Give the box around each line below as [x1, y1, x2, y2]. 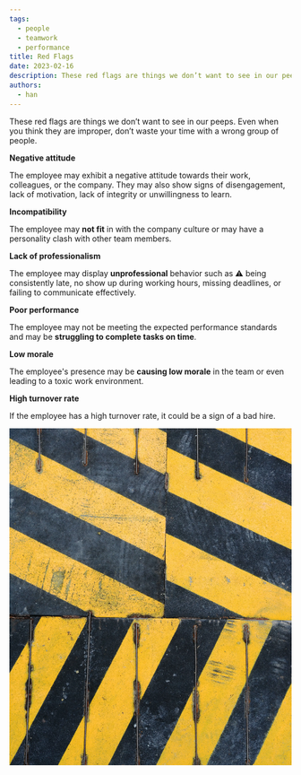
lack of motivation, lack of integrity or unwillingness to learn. [9, 188, 233, 199]
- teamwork [17, 33, 58, 42]
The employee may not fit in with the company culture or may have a [9, 223, 264, 234]
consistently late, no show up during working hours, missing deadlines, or [9, 277, 282, 288]
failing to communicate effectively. [9, 287, 137, 298]
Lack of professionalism [9, 250, 101, 261]
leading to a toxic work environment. [9, 375, 144, 386]
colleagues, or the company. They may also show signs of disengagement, [9, 179, 286, 190]
